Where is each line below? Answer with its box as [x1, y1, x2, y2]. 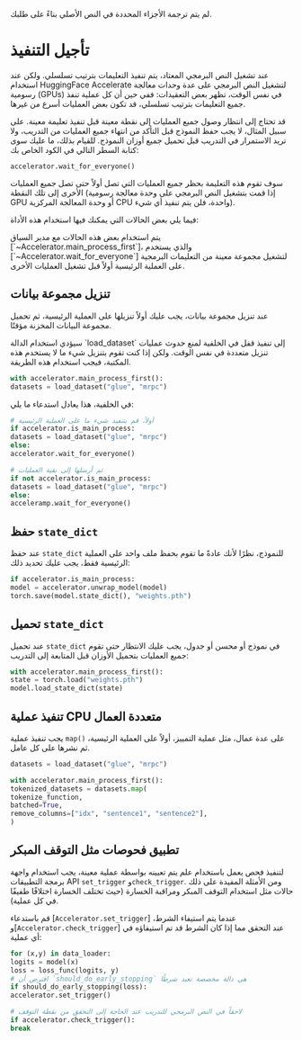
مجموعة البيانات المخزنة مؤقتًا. [10, 319, 112, 330]
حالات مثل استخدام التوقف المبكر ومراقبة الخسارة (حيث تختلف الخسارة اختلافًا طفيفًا [10, 885, 294, 896]
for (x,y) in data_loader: [10, 949, 111, 958]
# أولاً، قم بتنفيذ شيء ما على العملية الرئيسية [10, 416, 154, 425]
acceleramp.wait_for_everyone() [10, 499, 131, 508]
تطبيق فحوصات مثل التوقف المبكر [10, 842, 180, 858]
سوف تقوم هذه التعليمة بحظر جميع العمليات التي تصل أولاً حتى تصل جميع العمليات [10, 177, 284, 188]
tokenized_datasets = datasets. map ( [10, 784, 147, 793]
